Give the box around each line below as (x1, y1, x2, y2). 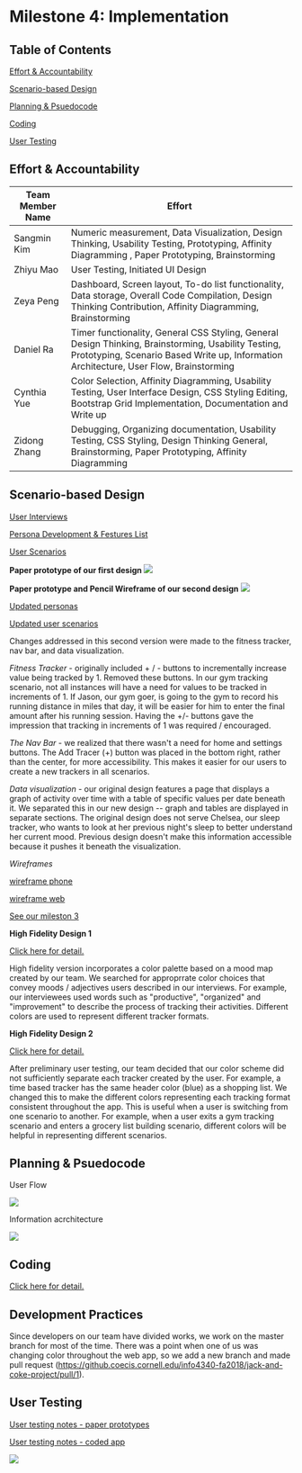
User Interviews (9, 511, 68, 522)
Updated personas (9, 600, 78, 611)
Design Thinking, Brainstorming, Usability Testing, (70, 337, 281, 350)
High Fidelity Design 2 (9, 1028, 93, 1038)
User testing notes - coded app (9, 1436, 126, 1447)
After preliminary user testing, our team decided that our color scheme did (9, 1063, 285, 1073)
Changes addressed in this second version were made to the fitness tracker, (9, 635, 292, 646)
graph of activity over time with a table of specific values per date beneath (9, 793, 286, 804)
